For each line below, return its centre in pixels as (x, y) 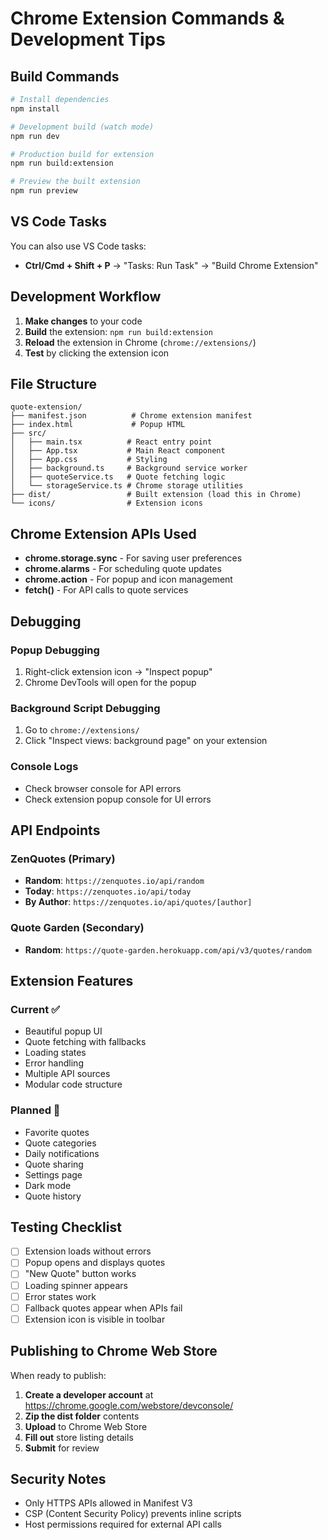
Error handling (54, 1063)
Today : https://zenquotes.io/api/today (108, 891)
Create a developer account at (89, 1394)
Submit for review (62, 1448)
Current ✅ (35, 1009)
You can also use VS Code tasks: (78, 246)
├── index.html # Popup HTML (98, 425)
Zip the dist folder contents (82, 1416)
